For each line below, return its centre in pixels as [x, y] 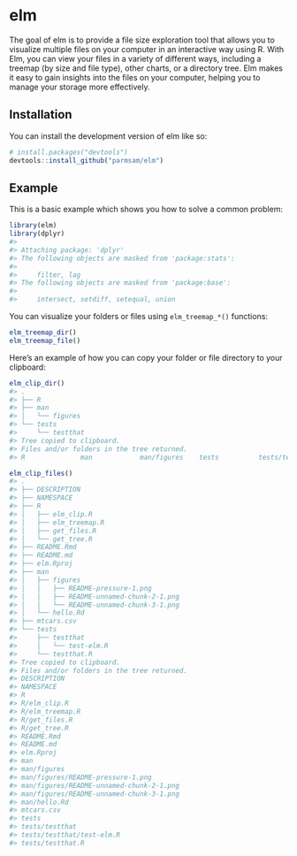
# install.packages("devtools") [69, 152]
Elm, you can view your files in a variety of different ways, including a [135, 58]
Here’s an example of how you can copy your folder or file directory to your [146, 357]
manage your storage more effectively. [80, 87]
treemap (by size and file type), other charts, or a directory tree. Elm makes [146, 68]
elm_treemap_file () [45, 340]
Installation [41, 115]
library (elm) [33, 225]
